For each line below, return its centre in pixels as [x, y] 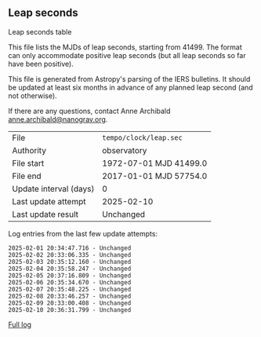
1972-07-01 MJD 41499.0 [154, 163]
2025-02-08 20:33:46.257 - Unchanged [70, 296]
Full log [20, 324]
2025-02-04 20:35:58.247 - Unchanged [70, 269]
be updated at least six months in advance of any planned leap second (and [130, 87]
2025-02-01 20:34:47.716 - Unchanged [70, 248]
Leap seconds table [40, 31]
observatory [124, 150]
